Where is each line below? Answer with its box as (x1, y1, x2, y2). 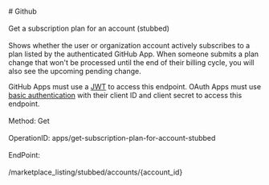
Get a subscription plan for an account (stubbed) (8, 23, 170, 33)
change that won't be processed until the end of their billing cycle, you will (8, 58, 255, 67)
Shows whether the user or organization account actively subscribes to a (8, 41, 251, 50)
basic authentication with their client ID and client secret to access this (8, 91, 243, 100)
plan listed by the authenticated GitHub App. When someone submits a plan (8, 49, 259, 59)
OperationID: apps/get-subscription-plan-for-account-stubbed (8, 134, 216, 142)
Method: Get (8, 116, 50, 125)
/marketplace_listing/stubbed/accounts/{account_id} (8, 167, 183, 177)
